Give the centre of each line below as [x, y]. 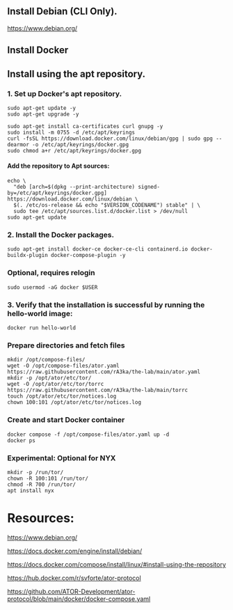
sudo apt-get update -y [42, 108]
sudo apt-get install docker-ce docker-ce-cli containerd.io [98, 249]
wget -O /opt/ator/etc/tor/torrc [56, 384]
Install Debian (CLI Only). [62, 11]
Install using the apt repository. [77, 73]
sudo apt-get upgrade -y [43, 114]
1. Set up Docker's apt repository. [65, 93]
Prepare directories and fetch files [66, 345]
